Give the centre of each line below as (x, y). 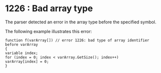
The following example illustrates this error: (49, 31)
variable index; (21, 53)
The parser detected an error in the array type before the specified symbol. (81, 22)
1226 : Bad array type (49, 9)
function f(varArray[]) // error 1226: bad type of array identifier (77, 40)
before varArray (21, 44)
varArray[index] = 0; (27, 61)
